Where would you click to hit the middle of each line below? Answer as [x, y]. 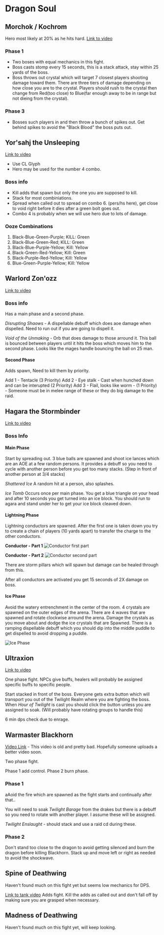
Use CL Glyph [26, 164]
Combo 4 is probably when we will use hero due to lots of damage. [80, 213]
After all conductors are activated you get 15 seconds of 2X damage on [77, 580]
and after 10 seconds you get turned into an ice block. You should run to [78, 498]
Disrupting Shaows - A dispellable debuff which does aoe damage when [78, 323]
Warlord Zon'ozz [31, 278]
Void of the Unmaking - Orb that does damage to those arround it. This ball [81, 338]
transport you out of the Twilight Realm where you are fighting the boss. [78, 700]
